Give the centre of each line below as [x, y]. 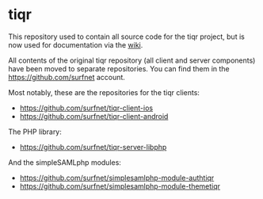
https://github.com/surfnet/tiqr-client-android [94, 116]
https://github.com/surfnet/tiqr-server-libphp [93, 147]
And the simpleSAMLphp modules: [65, 162]
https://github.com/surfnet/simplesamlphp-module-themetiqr [120, 186]
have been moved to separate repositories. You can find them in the [119, 68]
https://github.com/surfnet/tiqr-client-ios [86, 108]
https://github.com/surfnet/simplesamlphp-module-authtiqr [117, 178]
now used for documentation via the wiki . [76, 44]
